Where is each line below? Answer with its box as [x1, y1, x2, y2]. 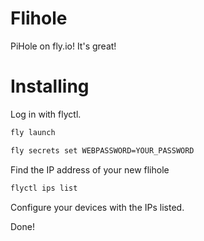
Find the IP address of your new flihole [10, 163, 170, 176]
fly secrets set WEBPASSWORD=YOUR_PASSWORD [10, 145, 195, 156]
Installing [10, 75, 90, 98]
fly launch [10, 127, 56, 137]
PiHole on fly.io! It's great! [10, 40, 117, 52]
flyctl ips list [10, 183, 78, 193]
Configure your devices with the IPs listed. [10, 201, 185, 213]
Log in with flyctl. [10, 108, 82, 120]
